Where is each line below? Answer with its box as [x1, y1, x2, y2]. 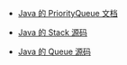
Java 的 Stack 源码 [17, 27, 88, 38]
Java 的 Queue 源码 [17, 46, 92, 57]
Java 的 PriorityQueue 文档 [17, 8, 119, 18]
